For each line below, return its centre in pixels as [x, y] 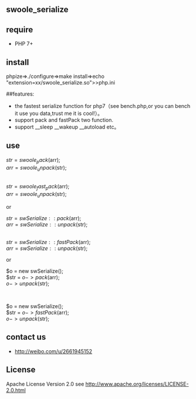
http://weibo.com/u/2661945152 [53, 351]
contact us [26, 337]
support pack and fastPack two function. [64, 120]
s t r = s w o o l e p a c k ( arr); [33, 160]
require [20, 30]
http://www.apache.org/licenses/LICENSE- [137, 384]
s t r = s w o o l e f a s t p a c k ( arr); [38, 187]
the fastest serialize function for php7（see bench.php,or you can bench [102, 106]
